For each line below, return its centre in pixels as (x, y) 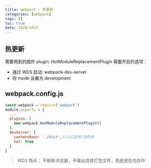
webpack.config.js (34, 94)
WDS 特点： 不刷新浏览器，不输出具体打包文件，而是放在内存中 (81, 161)
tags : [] (14, 19)
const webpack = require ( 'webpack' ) (42, 105)
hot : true (24, 142)
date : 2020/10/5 (22, 28)
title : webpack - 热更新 (29, 10)
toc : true (15, 23)
